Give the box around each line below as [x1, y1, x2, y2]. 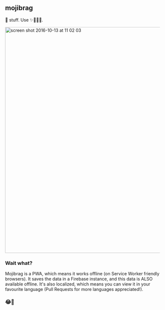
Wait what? [5, 260, 33, 266]
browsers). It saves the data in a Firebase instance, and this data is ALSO [5, 276, 153, 282]
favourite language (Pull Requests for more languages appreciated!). [5, 286, 143, 292]
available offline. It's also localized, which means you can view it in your [5, 281, 151, 287]
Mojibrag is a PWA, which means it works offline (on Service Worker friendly [5, 271, 160, 277]
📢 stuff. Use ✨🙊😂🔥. [5, 17, 43, 23]
